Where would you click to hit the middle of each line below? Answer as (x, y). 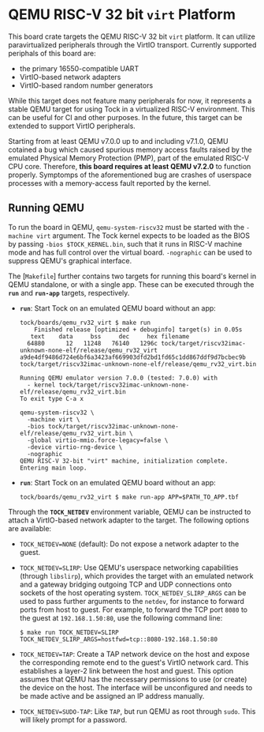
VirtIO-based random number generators (86, 85)
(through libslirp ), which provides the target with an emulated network (136, 575)
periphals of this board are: (52, 53)
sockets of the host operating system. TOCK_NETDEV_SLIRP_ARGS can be (133, 592)
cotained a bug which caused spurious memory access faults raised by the (130, 149)
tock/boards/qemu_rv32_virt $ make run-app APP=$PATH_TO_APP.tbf (129, 497)
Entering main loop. (53, 468)
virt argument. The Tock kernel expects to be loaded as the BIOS (143, 236)
